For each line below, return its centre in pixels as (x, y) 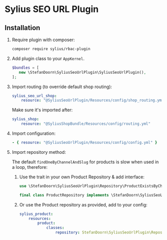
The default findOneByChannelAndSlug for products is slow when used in (85, 162)
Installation (22, 28)
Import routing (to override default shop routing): (62, 87)
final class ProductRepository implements (64, 195)
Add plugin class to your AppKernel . (48, 58)
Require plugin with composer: (43, 40)
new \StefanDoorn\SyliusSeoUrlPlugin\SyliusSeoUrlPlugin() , (83, 72)
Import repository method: (39, 152)
